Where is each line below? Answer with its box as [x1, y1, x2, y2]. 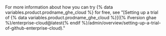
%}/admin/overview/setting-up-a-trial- [81, 20, 162, 26]
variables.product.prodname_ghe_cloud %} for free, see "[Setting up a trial [5, 9, 159, 15]
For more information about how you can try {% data [5, 4, 113, 10]
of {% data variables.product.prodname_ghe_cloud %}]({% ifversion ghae [5, 15, 157, 20]
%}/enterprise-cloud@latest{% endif [5, 20, 81, 26]
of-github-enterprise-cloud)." [5, 25, 66, 31]
